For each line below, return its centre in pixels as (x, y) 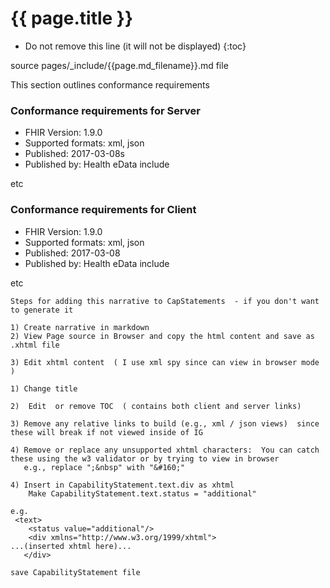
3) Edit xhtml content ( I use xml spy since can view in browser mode (165, 362)
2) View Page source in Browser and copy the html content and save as (162, 336)
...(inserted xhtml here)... (71, 546)
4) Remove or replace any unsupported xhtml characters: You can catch (165, 450)
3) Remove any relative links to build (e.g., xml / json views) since (165, 423)
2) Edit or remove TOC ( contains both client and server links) (156, 406)
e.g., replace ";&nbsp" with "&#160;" (104, 467)
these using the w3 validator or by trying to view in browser (145, 458)
